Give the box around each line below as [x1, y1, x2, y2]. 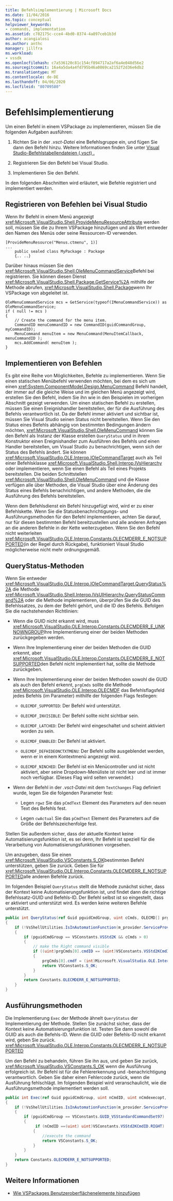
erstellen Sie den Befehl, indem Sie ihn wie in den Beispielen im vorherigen [5, 394, 164, 401]
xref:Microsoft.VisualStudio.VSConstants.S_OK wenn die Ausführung [5, 1063, 151, 1069]
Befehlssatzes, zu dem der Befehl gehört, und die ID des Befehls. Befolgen [5, 603, 164, 608]
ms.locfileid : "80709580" [5, 84, 61, 89]
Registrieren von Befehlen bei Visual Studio [5, 200, 148, 208]
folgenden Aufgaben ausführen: [5, 129, 73, 135]
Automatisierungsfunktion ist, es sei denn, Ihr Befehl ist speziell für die [5, 836, 155, 842]
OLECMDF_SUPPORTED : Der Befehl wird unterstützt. [20, 703, 121, 708]
